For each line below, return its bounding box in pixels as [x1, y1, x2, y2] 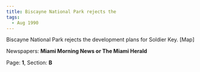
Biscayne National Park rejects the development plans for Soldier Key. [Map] [6, 36, 195, 43]
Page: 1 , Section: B [6, 59, 53, 66]
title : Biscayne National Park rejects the [6, 8, 117, 15]
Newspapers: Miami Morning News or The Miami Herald [6, 48, 148, 55]
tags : [6, 14, 20, 20]
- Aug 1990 [11, 20, 39, 26]
